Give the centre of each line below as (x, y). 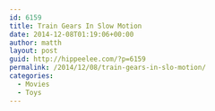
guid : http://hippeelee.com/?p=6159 (77, 59)
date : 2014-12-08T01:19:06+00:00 (72, 34)
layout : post (34, 51)
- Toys (30, 92)
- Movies (34, 84)
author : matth (36, 43)
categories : (31, 76)
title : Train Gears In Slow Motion (76, 26)
